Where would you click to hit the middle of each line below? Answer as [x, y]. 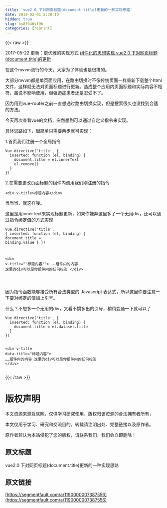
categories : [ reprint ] [29, 28]
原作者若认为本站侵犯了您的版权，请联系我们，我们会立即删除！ [71, 435]
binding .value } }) [25, 243]
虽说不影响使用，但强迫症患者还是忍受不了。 [60, 93]
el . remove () [26, 164]
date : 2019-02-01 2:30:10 [32, 14]
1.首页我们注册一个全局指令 [33, 142]
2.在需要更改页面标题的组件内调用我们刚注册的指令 [57, 183]
